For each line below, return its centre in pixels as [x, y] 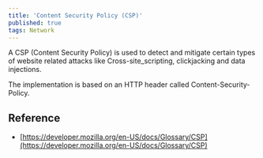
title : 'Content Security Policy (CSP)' [76, 15]
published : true [35, 23]
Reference [34, 118]
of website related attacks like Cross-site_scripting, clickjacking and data [127, 61]
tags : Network [32, 30]
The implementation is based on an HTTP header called [99, 85]
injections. [25, 70]
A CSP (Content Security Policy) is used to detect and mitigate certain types [132, 53]
